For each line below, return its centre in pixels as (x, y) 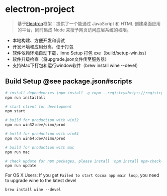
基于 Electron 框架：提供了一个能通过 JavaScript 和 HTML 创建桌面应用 (89, 23)
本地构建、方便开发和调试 (39, 40)
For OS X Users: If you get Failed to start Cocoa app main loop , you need (82, 175)
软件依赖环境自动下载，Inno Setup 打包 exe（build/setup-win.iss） (81, 53)
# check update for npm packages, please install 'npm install (72, 161)
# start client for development (39, 106)
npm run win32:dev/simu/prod (35, 125)
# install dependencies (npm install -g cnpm (53, 93)
